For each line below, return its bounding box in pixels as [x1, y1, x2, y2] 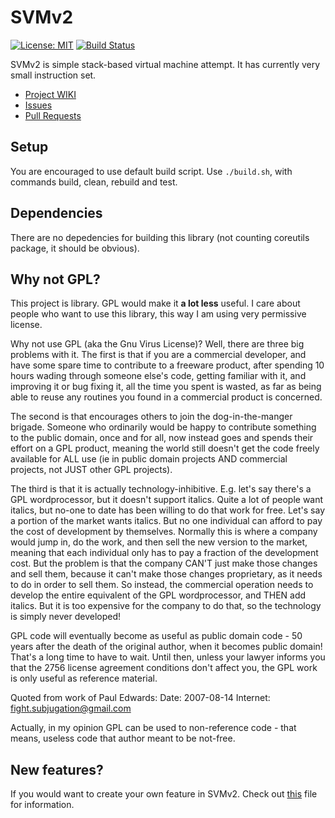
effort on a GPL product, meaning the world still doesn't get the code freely [10, 442, 320, 455]
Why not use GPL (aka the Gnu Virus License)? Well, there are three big [10, 338, 305, 350]
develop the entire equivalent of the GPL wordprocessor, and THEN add [10, 589, 307, 601]
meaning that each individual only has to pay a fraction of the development [10, 547, 319, 559]
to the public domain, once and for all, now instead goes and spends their [10, 432, 314, 444]
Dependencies [10, 205, 103, 222]
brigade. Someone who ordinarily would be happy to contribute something [10, 421, 317, 433]
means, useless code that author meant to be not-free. [10, 732, 236, 745]
